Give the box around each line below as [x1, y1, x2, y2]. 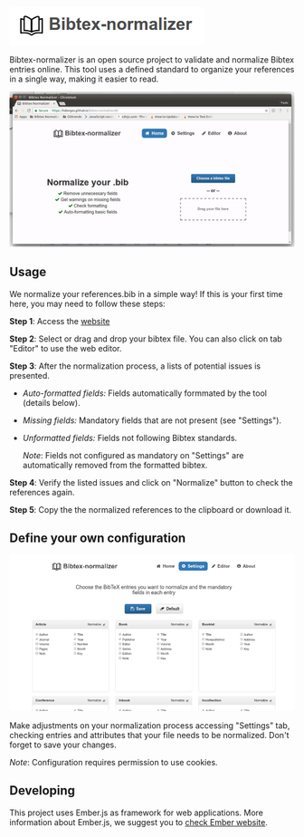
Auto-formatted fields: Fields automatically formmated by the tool [22, 388, 267, 399]
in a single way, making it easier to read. [9, 73, 159, 84]
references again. [9, 486, 75, 497]
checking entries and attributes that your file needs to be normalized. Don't [9, 729, 290, 740]
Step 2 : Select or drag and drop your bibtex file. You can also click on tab [9, 333, 282, 344]
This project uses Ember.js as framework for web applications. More [9, 807, 264, 818]
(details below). [22, 397, 81, 408]
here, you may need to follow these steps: [9, 298, 166, 309]
